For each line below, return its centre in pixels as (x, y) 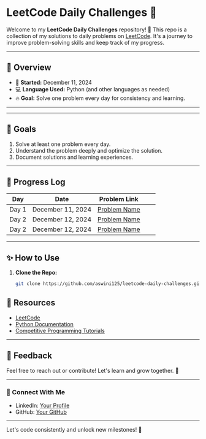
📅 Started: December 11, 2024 (53, 82)
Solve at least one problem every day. (63, 144)
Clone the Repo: (36, 273)
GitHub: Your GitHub (41, 412)
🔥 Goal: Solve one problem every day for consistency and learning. (100, 98)
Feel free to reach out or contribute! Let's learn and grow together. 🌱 (93, 370)
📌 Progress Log (36, 182)
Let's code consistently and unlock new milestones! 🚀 (74, 429)
